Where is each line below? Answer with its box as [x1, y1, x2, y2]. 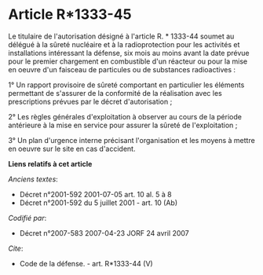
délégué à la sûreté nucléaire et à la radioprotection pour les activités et [8, 39, 240, 49]
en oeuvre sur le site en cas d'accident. [8, 144, 136, 153]
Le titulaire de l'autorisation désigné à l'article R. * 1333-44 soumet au [8, 31, 235, 41]
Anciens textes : [8, 174, 59, 184]
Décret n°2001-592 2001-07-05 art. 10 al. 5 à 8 [19, 189, 172, 199]
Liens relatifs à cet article [8, 159, 93, 168]
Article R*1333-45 [8, 5, 132, 24]
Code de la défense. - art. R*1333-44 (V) [19, 258, 153, 268]
